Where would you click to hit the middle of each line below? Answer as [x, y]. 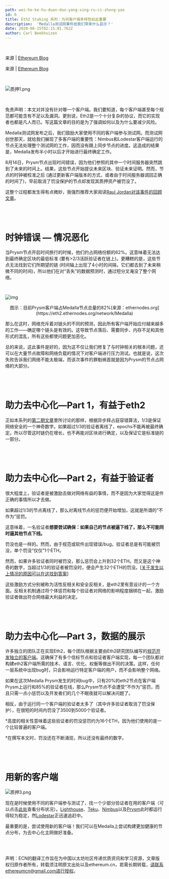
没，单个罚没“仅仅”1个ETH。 [34, 550]
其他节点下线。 [29, 533]
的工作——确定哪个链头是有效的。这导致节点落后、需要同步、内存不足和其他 [84, 330]
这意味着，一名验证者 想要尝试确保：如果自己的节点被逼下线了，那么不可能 [82, 527]
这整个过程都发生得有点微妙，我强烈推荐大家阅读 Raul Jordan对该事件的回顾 [84, 192]
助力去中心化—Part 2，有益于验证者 [80, 478]
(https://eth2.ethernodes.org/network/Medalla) [84, 313]
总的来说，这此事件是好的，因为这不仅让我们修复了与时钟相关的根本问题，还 [84, 347]
